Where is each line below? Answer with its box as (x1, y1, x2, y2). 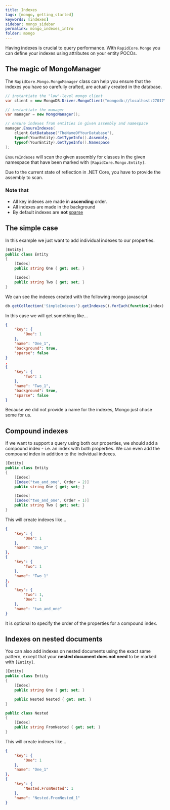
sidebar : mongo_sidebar (5, 21, 56, 27)
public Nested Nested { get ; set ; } (14, 697, 92, 702)
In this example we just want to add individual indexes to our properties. (5, 237, 155, 243)
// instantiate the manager (5, 107, 65, 112)
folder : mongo (5, 31, 35, 36)
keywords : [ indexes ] (5, 17, 49, 22)
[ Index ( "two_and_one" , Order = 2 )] (14, 479, 90, 485)
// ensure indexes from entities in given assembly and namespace (5, 121, 148, 126)
